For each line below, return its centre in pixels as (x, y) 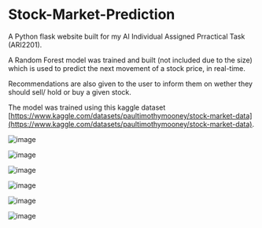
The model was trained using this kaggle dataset (87, 107)
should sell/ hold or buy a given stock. (70, 92)
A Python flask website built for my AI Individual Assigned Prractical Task (127, 36)
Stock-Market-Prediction (92, 15)
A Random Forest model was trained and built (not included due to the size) (131, 60)
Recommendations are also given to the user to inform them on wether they (131, 84)
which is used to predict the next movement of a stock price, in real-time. (127, 68)
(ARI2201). (25, 44)
